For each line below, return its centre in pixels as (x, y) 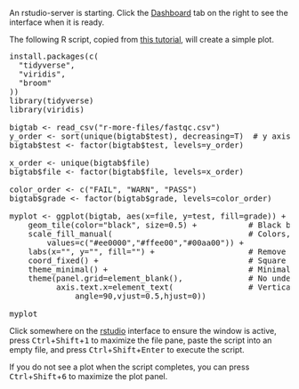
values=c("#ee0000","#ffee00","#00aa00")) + (145, 243)
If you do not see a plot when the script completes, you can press (129, 367)
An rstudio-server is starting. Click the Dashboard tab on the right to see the (149, 13)
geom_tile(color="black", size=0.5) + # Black (155, 225)
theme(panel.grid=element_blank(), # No (148, 278)
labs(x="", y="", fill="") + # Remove (157, 252)
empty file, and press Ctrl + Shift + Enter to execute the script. (127, 349)
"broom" (35, 83)
